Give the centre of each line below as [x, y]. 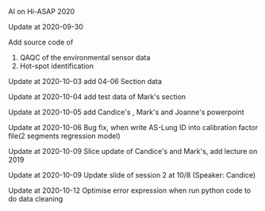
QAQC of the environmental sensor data [85, 58]
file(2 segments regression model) [64, 136]
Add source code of [41, 42]
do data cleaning [36, 199]
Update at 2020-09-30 [46, 27]
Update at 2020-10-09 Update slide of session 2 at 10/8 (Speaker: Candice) [132, 175]
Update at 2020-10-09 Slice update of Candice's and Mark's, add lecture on [133, 151]
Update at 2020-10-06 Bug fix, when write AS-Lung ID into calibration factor [133, 127]
